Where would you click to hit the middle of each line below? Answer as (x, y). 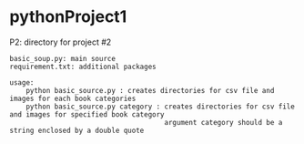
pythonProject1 (68, 17)
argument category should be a (223, 122)
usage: (22, 82)
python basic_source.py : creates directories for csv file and (150, 90)
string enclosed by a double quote (77, 130)
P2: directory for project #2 (61, 42)
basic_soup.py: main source (63, 58)
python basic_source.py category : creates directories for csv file (161, 107)
